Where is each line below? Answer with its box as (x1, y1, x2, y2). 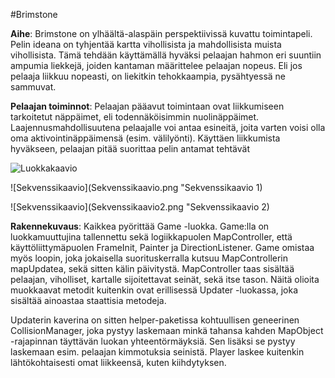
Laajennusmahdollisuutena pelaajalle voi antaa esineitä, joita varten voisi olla (10, 122, 326, 133)
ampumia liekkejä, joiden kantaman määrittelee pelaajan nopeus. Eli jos (10, 60, 303, 71)
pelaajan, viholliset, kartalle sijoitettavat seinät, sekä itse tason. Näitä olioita (10, 274, 320, 285)
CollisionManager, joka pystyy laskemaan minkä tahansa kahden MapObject (10, 325, 324, 336)
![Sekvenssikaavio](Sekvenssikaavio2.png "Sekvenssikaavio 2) (10, 201, 270, 213)
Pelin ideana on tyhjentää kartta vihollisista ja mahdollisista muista (10, 39, 282, 50)
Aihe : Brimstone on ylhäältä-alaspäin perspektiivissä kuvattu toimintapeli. (10, 28, 313, 39)
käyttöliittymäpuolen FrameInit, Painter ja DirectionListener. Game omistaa (10, 242, 315, 253)
